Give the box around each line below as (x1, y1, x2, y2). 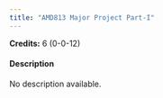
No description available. (9, 78, 102, 89)
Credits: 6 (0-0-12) (9, 38, 81, 49)
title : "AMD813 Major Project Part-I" (9, 13, 155, 22)
